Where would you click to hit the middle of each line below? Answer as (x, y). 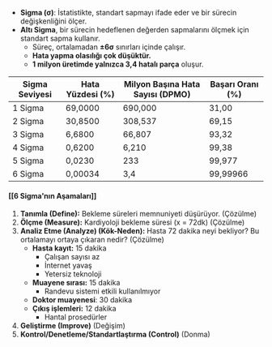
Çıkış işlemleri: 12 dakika (74, 309)
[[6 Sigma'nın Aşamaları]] (53, 195)
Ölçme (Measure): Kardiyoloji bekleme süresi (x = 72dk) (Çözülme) (132, 222)
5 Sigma (28, 161)
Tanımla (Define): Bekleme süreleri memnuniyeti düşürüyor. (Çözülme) (138, 214)
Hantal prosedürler (76, 317)
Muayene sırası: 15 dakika (76, 283)
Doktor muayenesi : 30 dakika (82, 300)
